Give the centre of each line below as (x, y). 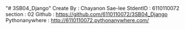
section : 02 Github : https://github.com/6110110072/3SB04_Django (87, 14)
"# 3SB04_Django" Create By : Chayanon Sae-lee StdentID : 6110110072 (92, 8)
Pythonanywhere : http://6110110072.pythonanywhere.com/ (77, 20)
